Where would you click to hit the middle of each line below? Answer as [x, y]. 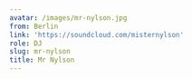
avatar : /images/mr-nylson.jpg [68, 18]
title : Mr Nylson [42, 60]
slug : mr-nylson [40, 52]
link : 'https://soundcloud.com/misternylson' [96, 35]
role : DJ [26, 43]
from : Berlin [34, 26]
